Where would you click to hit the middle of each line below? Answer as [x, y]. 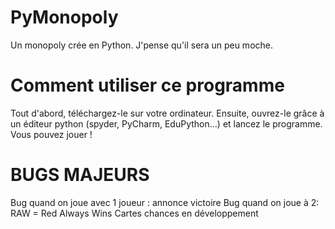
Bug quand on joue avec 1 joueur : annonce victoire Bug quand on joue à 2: [165, 202]
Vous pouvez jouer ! [51, 134]
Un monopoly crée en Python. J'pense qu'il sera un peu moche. [141, 45]
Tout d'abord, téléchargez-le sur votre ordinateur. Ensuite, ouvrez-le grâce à [167, 113]
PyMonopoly [64, 17]
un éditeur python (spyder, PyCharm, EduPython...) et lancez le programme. [166, 123]
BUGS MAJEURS [80, 175]
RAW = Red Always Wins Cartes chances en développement [134, 213]
